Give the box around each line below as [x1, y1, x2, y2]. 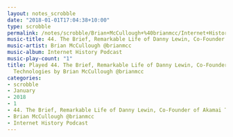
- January [7, 87, 36, 94]
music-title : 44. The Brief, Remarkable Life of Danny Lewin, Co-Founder [7, 36, 225, 43]
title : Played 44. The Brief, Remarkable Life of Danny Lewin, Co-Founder [7, 62, 228, 68]
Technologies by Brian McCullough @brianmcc [13, 68, 144, 75]
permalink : [7, 29, 39, 37]
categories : [7, 74, 42, 82]
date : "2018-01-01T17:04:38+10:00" [7, 17, 110, 24]
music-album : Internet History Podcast [7, 49, 123, 56]
